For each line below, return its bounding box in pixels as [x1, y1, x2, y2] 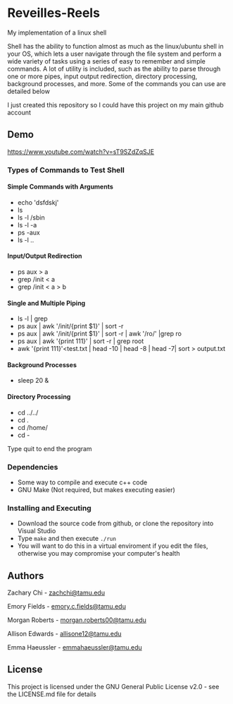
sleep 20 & [17, 376, 49, 385]
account [7, 108, 32, 117]
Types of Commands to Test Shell [7, 165, 125, 174]
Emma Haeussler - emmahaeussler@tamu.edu [7, 643, 142, 652]
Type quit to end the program [7, 444, 93, 453]
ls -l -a [17, 220, 37, 229]
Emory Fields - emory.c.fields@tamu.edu [7, 602, 127, 611]
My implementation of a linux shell [7, 28, 107, 37]
